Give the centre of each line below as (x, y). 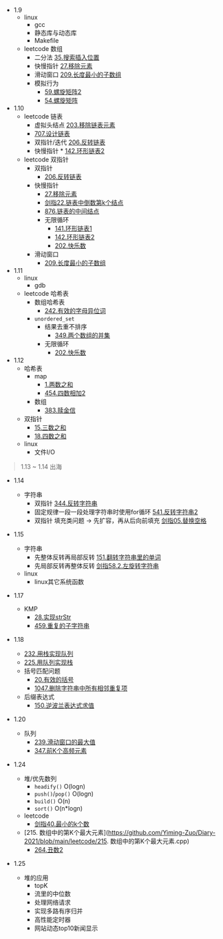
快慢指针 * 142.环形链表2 (70, 151)
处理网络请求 (52, 902)
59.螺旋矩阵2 (63, 92)
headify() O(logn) (60, 786)
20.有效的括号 (54, 679)
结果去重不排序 (66, 326)
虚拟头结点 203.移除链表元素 (75, 125)
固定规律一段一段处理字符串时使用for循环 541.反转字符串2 (116, 512)
